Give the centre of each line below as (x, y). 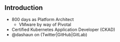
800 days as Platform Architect (43, 19)
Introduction (24, 8)
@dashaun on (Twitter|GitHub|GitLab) (49, 34)
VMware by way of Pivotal (45, 24)
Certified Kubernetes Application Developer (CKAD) (63, 29)
